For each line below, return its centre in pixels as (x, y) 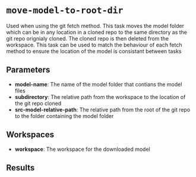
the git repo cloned (38, 103)
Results (20, 168)
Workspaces (30, 135)
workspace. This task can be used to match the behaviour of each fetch (94, 45)
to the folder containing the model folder (64, 116)
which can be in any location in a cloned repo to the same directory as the (97, 32)
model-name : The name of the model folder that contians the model (98, 84)
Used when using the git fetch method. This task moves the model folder (95, 26)
